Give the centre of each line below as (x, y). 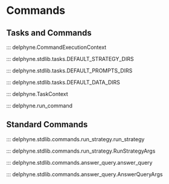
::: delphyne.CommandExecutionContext (56, 47)
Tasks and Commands (49, 33)
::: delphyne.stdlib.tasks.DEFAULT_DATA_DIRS (63, 82)
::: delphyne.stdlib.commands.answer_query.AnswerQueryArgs (84, 174)
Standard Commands (47, 125)
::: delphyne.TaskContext (37, 94)
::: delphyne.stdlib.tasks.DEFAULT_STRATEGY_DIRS (70, 59)
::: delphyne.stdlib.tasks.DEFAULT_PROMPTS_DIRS (69, 71)
